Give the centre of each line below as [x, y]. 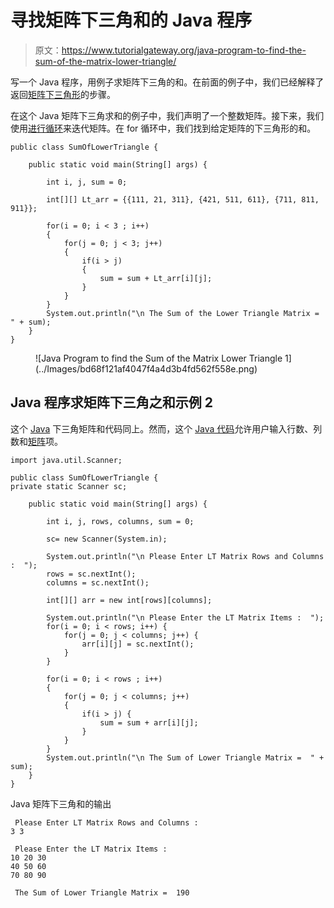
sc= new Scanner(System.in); [107, 539]
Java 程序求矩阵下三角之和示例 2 [111, 402]
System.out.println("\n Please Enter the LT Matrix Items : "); [185, 617]
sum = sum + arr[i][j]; [149, 722]
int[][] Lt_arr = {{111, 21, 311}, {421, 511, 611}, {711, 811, [183, 199]
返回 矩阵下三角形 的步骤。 [63, 94]
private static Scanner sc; [69, 486]
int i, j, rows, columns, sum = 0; [120, 521]
